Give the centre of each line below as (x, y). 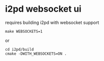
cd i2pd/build (20, 49)
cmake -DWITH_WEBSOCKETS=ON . (36, 54)
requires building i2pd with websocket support (52, 22)
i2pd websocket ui (43, 9)
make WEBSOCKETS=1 (24, 31)
